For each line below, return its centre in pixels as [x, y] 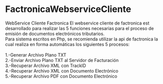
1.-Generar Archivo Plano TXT [36, 55]
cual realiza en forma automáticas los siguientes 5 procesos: [67, 44]
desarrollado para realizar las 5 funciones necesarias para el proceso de [80, 28]
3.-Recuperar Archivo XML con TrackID [46, 65]
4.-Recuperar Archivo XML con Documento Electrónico [62, 70]
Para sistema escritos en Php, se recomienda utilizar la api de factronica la [82, 39]
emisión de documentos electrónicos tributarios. [55, 33]
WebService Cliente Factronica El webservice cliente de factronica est [77, 23]
